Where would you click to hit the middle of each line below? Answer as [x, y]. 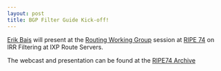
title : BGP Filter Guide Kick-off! [58, 20]
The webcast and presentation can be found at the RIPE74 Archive [102, 60]
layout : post [26, 13]
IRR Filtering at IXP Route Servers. [55, 47]
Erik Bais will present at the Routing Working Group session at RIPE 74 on [111, 39]
